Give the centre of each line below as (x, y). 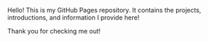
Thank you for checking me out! (54, 31)
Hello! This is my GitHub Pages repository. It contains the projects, (104, 10)
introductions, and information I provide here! (73, 17)
